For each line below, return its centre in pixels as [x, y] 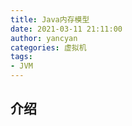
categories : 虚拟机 [48, 47]
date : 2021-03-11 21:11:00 [66, 29]
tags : [21, 57]
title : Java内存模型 [50, 19]
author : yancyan [44, 38]
